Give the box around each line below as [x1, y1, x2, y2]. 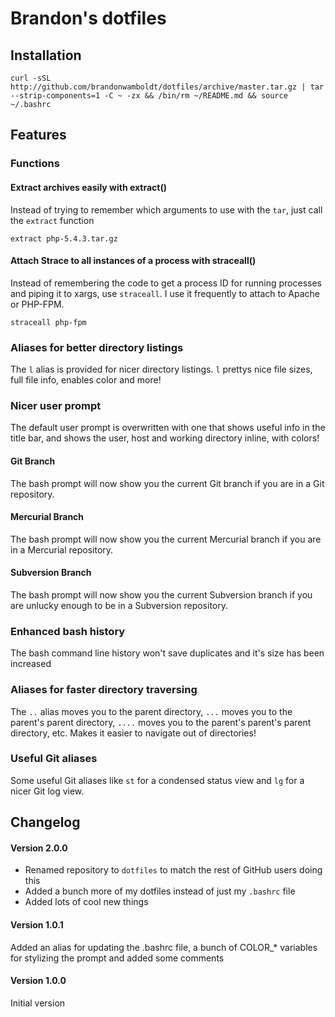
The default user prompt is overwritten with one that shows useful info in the [10, 422, 326, 434]
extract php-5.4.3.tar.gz [10, 233, 118, 244]
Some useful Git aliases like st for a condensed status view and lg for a [10, 774, 305, 786]
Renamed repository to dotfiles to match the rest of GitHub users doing [24, 864, 323, 876]
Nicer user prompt [10, 398, 102, 412]
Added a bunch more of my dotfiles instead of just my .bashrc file [24, 885, 296, 897]
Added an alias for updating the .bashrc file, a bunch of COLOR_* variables [10, 941, 318, 953]
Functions [10, 157, 60, 171]
